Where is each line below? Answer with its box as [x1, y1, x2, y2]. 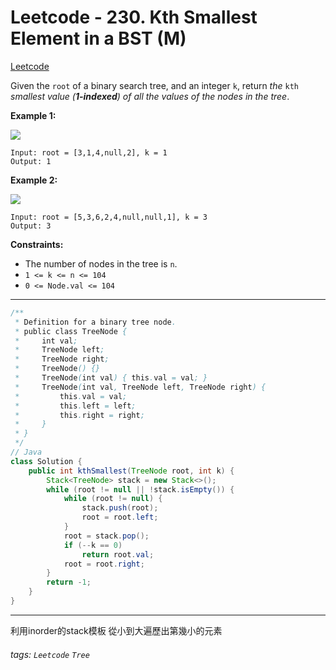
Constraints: [10, 238, 64, 250]
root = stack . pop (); [63, 531, 150, 541]
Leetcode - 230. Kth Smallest [10, 6, 258, 29]
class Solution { [10, 456, 83, 466]
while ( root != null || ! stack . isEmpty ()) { [46, 484, 235, 495]
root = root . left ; [81, 512, 159, 523]
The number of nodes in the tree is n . [24, 257, 178, 270]
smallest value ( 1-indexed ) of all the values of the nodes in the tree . [10, 90, 290, 102]
